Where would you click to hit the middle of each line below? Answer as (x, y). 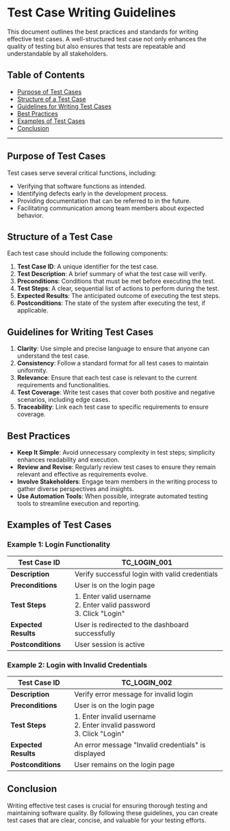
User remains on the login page (125, 764)
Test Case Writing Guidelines (91, 13)
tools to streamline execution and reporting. (78, 503)
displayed (90, 753)
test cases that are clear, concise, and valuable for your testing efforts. (107, 820)
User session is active (110, 644)
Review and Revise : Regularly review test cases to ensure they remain (116, 467)
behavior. (30, 215)
